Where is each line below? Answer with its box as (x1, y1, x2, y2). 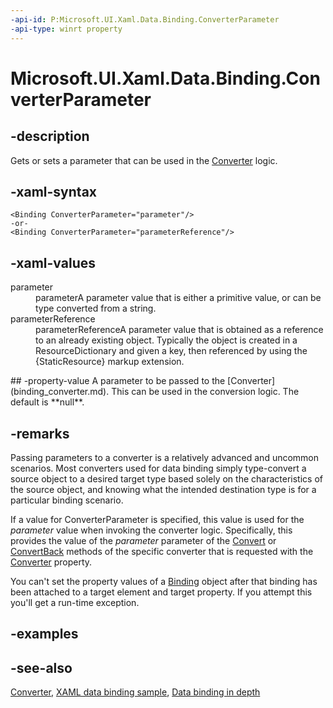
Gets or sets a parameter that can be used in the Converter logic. (10, 154, 278, 166)
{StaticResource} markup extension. (35, 356, 185, 368)
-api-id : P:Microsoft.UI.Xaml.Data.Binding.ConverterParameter (10, 14, 280, 25)
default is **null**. (10, 396, 85, 408)
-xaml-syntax (10, 183, 98, 200)
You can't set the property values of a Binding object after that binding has (10, 575, 318, 587)
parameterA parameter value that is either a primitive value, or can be (35, 292, 322, 304)
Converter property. (10, 556, 93, 568)
